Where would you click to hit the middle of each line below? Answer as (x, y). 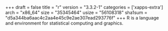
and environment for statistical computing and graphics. (65, 23)
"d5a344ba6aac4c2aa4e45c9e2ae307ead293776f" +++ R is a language (82, 18)
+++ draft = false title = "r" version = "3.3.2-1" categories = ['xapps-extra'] (84, 7)
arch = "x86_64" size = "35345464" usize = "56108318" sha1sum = (76, 12)
